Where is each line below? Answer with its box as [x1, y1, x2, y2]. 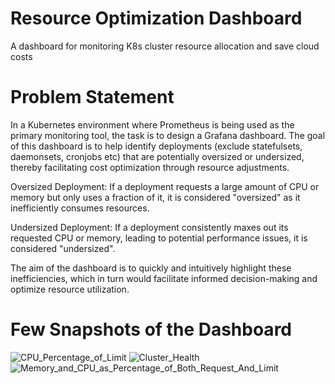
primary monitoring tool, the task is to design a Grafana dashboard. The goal [10, 129, 326, 141]
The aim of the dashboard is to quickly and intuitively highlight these [10, 262, 292, 274]
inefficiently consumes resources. [10, 202, 150, 214]
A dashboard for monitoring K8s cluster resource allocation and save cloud [10, 40, 320, 52]
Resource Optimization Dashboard [10, 7, 303, 30]
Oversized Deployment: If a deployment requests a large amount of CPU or [10, 180, 320, 192]
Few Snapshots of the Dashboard [10, 318, 292, 341]
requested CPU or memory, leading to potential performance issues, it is [10, 232, 308, 244]
